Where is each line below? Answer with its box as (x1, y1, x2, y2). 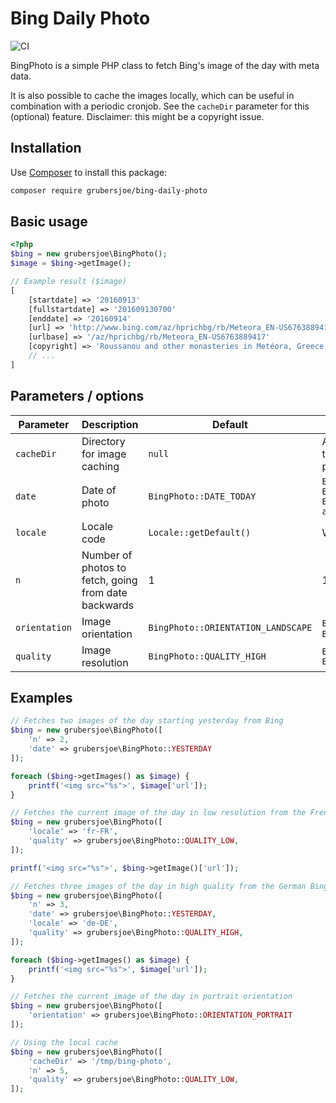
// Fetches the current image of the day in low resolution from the (10, 808, 307, 818)
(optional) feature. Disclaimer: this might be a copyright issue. (10, 110, 265, 122)
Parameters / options (10, 388, 145, 405)
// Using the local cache (10, 1037, 118, 1047)
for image (81, 447, 127, 461)
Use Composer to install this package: (10, 166, 168, 178)
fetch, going (81, 573, 138, 587)
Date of (81, 483, 117, 497)
